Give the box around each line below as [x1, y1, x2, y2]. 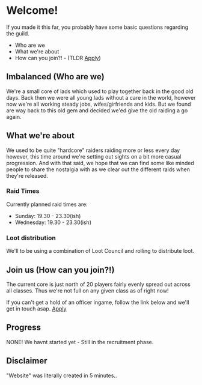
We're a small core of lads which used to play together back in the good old [6, 88, 194, 95]
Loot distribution [6, 234, 56, 242]
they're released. [6, 172, 48, 179]
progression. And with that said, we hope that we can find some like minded [6, 159, 194, 166]
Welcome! [6, 4, 58, 17]
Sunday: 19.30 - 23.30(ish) [14, 212, 81, 219]
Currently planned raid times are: [6, 201, 88, 208]
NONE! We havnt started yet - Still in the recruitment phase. [6, 338, 154, 345]
